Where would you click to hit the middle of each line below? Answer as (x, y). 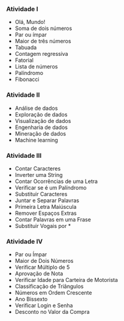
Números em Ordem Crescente (53, 293)
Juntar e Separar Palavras (47, 200)
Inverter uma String (39, 175)
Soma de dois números (43, 28)
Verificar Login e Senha (44, 305)
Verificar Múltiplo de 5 (42, 267)
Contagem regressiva (41, 54)
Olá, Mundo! (30, 22)
